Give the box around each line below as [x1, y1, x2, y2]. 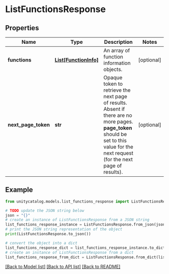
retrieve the [103, 87, 131, 94]
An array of [103, 47, 130, 54]
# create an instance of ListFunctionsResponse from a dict [5, 250, 134, 255]
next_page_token [8, 121, 50, 128]
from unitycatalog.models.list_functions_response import [5, 199, 129, 204]
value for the [103, 144, 133, 150]
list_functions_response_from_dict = [5, 254, 84, 260]
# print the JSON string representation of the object [5, 227, 123, 232]
